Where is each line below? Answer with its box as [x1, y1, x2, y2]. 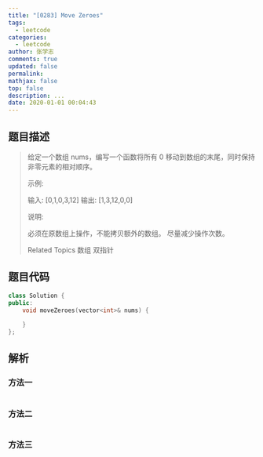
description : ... [8, 92, 65, 100]
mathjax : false [8, 77, 58, 85]
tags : [8, 19, 26, 27]
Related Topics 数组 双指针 [27, 245, 114, 255]
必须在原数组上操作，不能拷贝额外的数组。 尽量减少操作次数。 [27, 228, 229, 238]
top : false [8, 84, 44, 92]
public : [8, 299, 34, 306]
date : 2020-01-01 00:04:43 [8, 99, 97, 107]
